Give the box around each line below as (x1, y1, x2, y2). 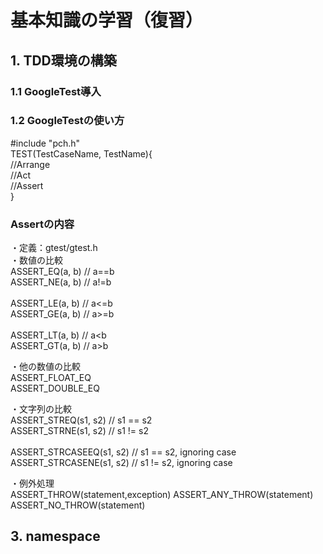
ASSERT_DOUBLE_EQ (10, 382, 100, 395)
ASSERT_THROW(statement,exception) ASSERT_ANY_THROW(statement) (10, 489, 314, 501)
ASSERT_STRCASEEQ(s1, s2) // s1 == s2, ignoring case (10, 446, 237, 458)
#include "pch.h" (10, 137, 81, 149)
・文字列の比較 (10, 403, 72, 415)
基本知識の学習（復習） (10, 9, 204, 32)
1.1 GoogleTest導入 (10, 84, 102, 98)
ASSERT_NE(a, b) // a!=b (10, 276, 112, 288)
